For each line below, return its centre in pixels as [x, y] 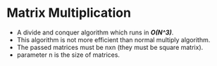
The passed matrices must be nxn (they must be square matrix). [110, 47]
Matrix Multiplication [69, 13]
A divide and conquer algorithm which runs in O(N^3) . [95, 32]
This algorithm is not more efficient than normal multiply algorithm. [113, 39]
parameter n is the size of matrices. [68, 55]
